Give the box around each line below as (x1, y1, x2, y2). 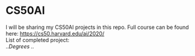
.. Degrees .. (5, 43, 34, 50)
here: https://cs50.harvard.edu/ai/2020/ (5, 30, 105, 37)
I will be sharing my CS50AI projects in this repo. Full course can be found (5, 23, 189, 31)
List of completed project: (5, 36, 70, 43)
